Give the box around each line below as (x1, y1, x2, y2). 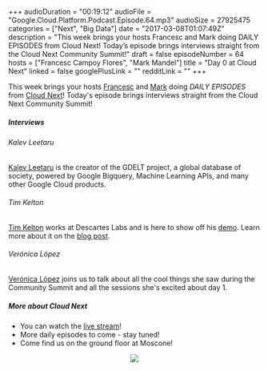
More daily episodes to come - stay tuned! (19, 329, 160, 339)
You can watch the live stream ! (19, 321, 122, 331)
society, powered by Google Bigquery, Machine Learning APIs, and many (8, 171, 250, 180)
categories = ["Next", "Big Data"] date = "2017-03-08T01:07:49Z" (8, 24, 226, 33)
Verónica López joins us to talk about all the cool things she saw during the (8, 274, 255, 284)
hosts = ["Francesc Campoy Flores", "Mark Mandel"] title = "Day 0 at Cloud (8, 58, 258, 67)
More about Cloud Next (8, 300, 88, 311)
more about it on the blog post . (8, 231, 110, 240)
